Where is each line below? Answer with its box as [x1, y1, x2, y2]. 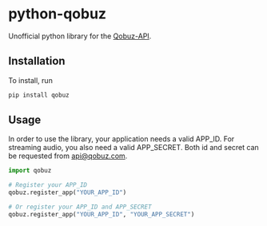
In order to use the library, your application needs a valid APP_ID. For [8, 134, 235, 144]
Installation [8, 54, 66, 68]
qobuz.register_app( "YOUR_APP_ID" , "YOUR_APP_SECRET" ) [8, 210, 195, 218]
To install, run [8, 75, 54, 85]
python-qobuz [8, 5, 106, 23]
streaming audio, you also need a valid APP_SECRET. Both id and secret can [8, 143, 260, 153]
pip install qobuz [8, 91, 70, 99]
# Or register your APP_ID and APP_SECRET [8, 203, 152, 212]
